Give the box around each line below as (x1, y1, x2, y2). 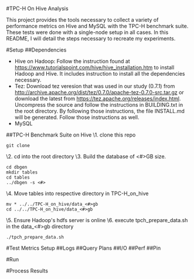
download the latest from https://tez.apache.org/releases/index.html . (14, 95, 181, 102)
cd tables (6, 175, 30, 181)
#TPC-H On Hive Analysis (6, 5, 69, 12)
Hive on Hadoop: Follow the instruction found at (14, 58, 130, 64)
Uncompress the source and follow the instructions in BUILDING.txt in (14, 101, 183, 108)
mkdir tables (6, 169, 38, 175)
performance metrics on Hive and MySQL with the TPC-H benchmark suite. (6, 23, 189, 29)
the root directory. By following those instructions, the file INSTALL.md (14, 108, 185, 114)
